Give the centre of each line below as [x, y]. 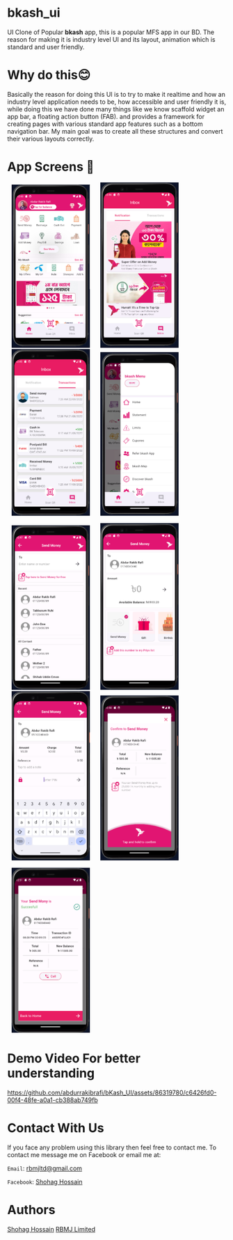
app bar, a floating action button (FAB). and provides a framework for [106, 116]
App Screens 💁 [51, 167]
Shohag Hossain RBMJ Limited [51, 1229]
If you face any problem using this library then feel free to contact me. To [112, 1147]
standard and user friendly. [46, 47]
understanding [51, 1073]
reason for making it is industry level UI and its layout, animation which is [111, 39]
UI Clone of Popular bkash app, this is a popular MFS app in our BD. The [111, 32]
